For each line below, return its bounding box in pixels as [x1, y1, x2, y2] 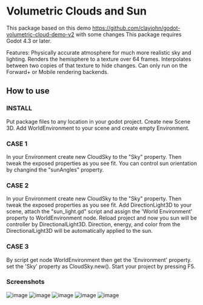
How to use [6, 86, 50, 96]
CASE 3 [6, 243, 29, 251]
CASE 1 [6, 139, 28, 148]
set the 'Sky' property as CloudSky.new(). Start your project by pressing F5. [6, 263, 196, 270]
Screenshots [6, 278, 45, 286]
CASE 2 [6, 181, 29, 189]
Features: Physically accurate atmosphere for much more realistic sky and [6, 49, 191, 56]
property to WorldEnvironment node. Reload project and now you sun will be [6, 214, 197, 222]
